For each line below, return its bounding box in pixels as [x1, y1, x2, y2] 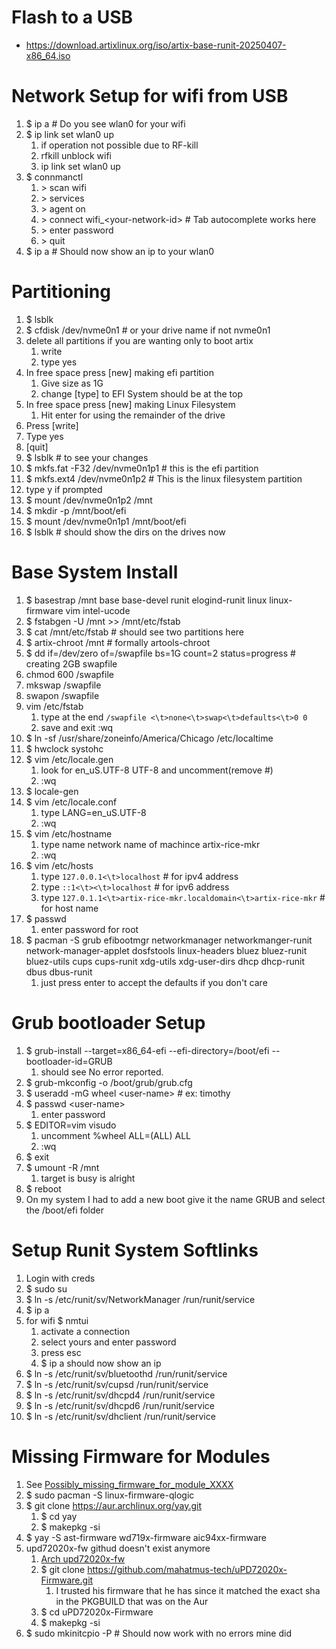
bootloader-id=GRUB [25, 1055, 113, 1067]
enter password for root [40, 923, 139, 935]
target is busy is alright [40, 1172, 136, 1184]
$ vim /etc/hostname [25, 827, 113, 840]
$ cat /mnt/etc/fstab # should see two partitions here [25, 626, 245, 638]
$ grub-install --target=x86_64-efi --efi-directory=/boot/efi [25, 1044, 270, 1056]
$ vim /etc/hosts [25, 859, 94, 871]
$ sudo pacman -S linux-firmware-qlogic [25, 1489, 195, 1501]
